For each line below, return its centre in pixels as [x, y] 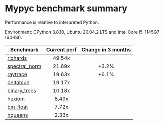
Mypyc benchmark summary [66, 9]
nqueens [18, 115]
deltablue [19, 82]
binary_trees [22, 90]
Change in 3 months [106, 49]
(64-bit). [14, 37]
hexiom [16, 99]
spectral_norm [24, 66]
